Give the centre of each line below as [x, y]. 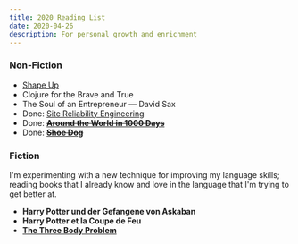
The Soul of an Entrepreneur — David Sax [99, 104]
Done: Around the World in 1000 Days [93, 122]
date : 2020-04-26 [41, 26]
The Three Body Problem [70, 230]
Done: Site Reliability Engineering [83, 114]
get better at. [33, 194]
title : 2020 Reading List [57, 17]
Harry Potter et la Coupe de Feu [82, 221]
